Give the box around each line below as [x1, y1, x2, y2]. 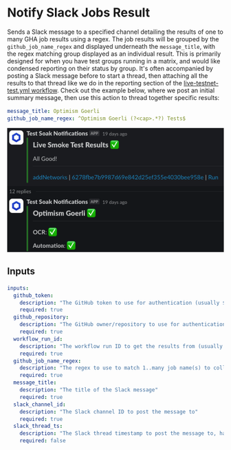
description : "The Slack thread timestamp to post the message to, [19, 430, 217, 437]
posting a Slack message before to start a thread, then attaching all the [7, 71, 208, 80]
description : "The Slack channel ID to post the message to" [19, 408, 198, 415]
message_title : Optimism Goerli [7, 108, 100, 114]
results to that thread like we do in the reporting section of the [7, 79, 182, 87]
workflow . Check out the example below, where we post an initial [31, 86, 215, 94]
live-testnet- [183, 79, 219, 87]
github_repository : [13, 314, 69, 321]
